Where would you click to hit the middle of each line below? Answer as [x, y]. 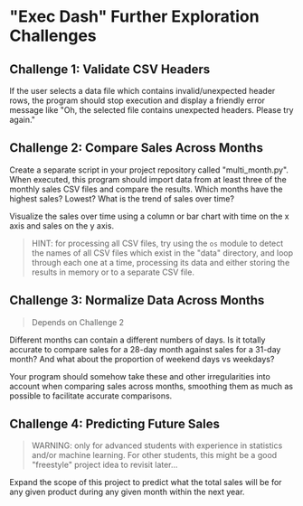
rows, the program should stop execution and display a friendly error [137, 100]
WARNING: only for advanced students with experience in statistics [157, 445]
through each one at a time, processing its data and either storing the [161, 262]
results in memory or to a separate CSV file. [113, 272]
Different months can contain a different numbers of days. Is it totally [137, 340]
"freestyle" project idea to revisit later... [104, 465]
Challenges [53, 36]
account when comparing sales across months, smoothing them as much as [151, 386]
